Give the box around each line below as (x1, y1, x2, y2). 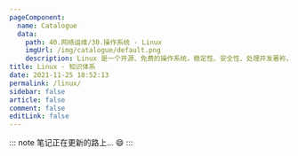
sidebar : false (9, 87, 66, 96)
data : (17, 29, 38, 38)
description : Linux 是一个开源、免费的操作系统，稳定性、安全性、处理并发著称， (25, 54, 294, 63)
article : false (9, 95, 66, 105)
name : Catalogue (17, 21, 77, 30)
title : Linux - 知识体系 (9, 63, 96, 72)
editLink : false (9, 112, 69, 121)
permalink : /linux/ (9, 79, 82, 88)
